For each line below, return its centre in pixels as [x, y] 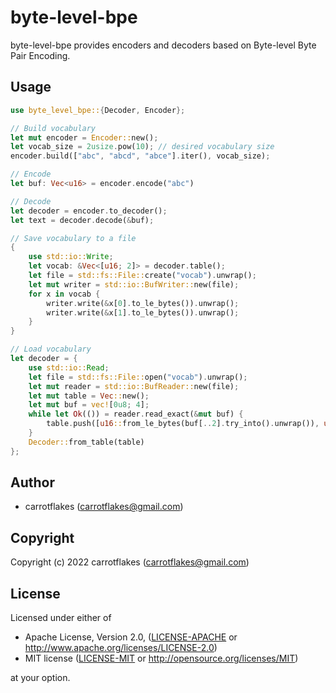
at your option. [40, 678]
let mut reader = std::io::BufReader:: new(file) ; [134, 386]
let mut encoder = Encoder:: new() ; [84, 137]
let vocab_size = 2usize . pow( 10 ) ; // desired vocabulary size [142, 147]
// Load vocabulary [51, 349]
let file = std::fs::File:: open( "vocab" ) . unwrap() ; [138, 377]
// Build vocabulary [53, 128]
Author [32, 482]
